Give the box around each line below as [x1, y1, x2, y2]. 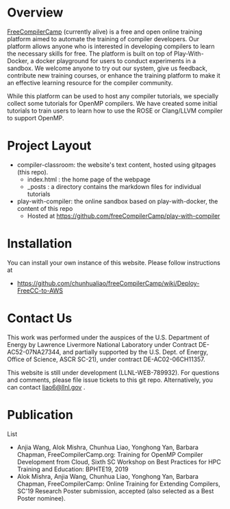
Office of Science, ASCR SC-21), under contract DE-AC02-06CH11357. [7, 355, 205, 363]
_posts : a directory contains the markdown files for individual [27, 182, 201, 190]
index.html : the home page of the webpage [27, 175, 151, 183]
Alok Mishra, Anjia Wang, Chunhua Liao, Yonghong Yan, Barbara [16, 472, 199, 480]
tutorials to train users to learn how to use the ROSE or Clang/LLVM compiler [7, 106, 223, 115]
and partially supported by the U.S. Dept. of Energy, [62, 348, 209, 356]
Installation [7, 236, 73, 251]
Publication [7, 407, 73, 422]
